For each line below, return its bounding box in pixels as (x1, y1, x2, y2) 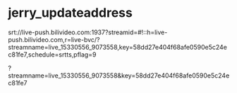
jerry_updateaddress (8, 5, 133, 21)
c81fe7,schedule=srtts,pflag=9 (8, 50, 97, 59)
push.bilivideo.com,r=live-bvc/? (8, 35, 101, 43)
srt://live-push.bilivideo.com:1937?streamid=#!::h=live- (8, 28, 168, 36)
